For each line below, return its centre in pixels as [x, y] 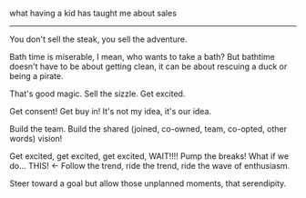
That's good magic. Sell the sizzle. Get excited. [97, 94]
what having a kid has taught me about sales [93, 13]
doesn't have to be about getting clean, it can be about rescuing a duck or [148, 66]
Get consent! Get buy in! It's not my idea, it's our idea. [111, 111]
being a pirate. [36, 76]
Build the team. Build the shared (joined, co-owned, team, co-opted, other [148, 129]
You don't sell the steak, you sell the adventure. [98, 39]
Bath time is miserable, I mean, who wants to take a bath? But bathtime [142, 57]
